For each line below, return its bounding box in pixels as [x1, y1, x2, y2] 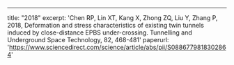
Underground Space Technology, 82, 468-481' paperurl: [7, 36, 169, 44]
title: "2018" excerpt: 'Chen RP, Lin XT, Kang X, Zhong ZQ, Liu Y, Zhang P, [7, 14, 218, 21]
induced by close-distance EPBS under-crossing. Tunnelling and [7, 28, 193, 37]
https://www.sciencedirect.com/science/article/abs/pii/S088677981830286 [9, 43, 226, 51]
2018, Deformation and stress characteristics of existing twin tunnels [7, 21, 204, 29]
